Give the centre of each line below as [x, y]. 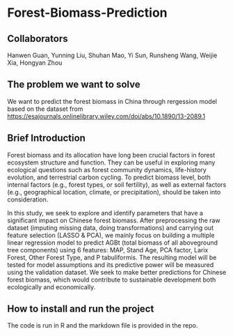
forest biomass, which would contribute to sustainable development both [112, 280]
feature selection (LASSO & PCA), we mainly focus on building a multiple [111, 235]
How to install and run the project [81, 309]
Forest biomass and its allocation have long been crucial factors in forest [111, 155]
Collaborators [38, 39]
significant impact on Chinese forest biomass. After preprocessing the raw [114, 220]
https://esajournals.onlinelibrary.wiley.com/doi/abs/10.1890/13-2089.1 [106, 116]
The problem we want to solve [74, 85]
